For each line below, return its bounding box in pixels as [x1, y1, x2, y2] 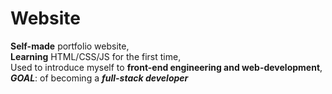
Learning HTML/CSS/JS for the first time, [10, 50, 182, 62]
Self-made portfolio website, [10, 40, 130, 52]
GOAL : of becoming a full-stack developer [10, 72, 189, 84]
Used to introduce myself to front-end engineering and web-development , [10, 61, 323, 73]
